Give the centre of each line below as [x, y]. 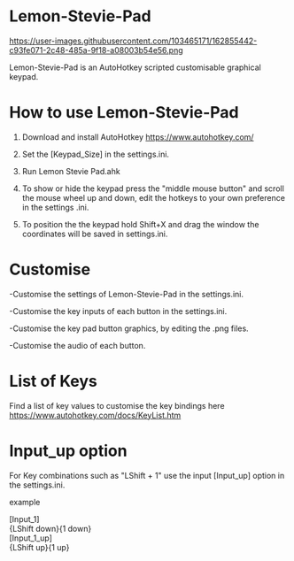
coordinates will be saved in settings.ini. [95, 234]
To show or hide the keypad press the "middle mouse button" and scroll [153, 188]
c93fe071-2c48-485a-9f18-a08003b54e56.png [96, 50]
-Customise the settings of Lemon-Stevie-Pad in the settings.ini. [127, 294]
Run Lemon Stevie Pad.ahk [71, 171]
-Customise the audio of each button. [77, 345]
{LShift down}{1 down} [50, 528]
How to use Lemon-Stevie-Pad [124, 113]
